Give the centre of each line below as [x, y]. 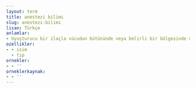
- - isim [17, 50]
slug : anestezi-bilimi [34, 22]
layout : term [22, 11]
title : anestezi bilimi [35, 17]
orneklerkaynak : [26, 71]
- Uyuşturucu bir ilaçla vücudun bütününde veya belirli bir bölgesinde [96, 39]
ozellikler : [20, 44]
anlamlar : [18, 33]
